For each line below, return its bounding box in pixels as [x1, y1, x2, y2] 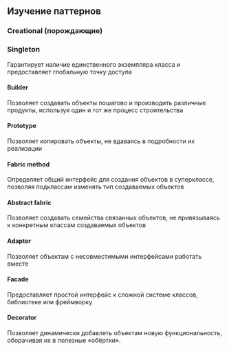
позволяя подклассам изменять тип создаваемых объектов [7, 182, 184, 191]
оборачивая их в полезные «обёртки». [7, 337, 122, 345]
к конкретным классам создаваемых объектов [7, 221, 146, 229]
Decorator [7, 313, 37, 322]
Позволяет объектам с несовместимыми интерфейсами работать [7, 252, 202, 260]
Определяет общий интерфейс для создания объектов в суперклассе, [7, 175, 215, 184]
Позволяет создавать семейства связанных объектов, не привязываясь [7, 213, 220, 222]
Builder [7, 83, 29, 92]
